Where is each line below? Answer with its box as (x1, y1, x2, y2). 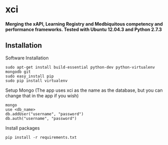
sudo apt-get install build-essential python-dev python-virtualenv (5, 65, 155, 70)
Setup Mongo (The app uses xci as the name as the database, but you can (5, 87, 163, 93)
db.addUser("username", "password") (5, 111, 84, 116)
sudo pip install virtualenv (5, 78, 68, 83)
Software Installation (5, 55, 49, 61)
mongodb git (5, 69, 31, 74)
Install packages (5, 125, 40, 131)
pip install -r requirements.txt (5, 135, 77, 140)
